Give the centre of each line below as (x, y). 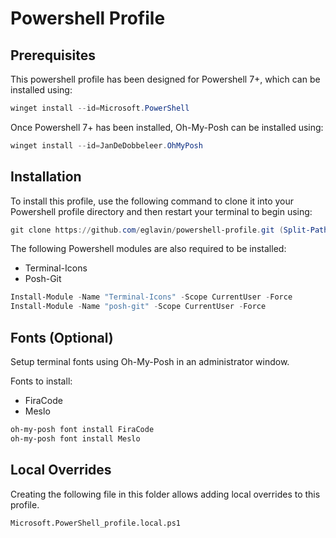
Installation (46, 177)
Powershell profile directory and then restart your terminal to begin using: (161, 211)
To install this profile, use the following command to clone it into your (152, 201)
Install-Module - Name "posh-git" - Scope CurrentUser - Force (138, 307)
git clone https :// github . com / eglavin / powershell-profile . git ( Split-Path (169, 230)
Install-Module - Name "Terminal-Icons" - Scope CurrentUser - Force (151, 297)
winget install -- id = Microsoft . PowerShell (100, 108)
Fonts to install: (41, 381)
